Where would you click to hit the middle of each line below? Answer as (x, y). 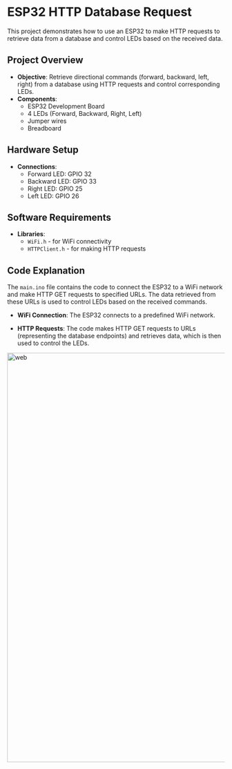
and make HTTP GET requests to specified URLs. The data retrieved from (112, 295)
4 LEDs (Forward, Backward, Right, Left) (85, 113)
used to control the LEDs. (53, 343)
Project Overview (45, 60)
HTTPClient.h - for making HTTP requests (87, 249)
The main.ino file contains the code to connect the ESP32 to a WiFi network (115, 287)
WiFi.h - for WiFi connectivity (69, 242)
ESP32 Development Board (66, 106)
